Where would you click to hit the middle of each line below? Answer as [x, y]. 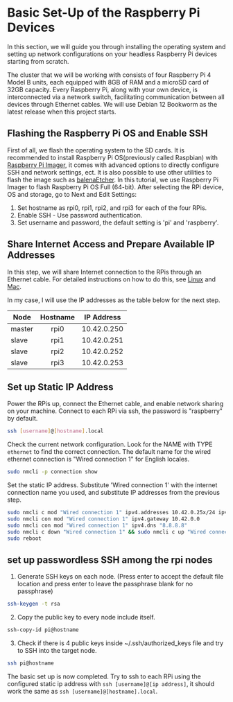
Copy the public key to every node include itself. [86, 617]
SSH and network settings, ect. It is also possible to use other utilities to [110, 172]
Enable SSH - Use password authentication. [80, 215]
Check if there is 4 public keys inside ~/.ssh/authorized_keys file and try [120, 643]
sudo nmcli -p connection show [52, 472]
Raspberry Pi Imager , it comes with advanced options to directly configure [113, 165]
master [22, 328]
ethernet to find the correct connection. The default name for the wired [109, 452]
